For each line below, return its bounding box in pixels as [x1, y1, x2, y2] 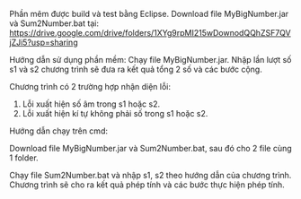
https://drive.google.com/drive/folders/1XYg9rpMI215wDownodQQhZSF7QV [9, 28, 291, 38]
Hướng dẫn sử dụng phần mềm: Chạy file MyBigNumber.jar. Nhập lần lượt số [9, 55, 292, 65]
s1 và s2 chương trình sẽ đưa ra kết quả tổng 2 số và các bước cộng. [9, 64, 262, 74]
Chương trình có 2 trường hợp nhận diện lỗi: [9, 82, 172, 91]
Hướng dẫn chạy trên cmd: [9, 125, 108, 136]
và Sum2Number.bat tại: [9, 18, 99, 29]
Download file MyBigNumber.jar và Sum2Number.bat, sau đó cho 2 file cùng [9, 143, 292, 153]
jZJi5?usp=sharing [9, 37, 78, 48]
